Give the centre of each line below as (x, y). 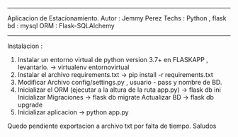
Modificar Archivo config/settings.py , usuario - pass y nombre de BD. (120, 82)
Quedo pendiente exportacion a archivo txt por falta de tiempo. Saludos (112, 126)
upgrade (30, 105)
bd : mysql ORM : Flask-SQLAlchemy (61, 26)
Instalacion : (25, 46)
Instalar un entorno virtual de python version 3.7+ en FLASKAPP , (113, 60)
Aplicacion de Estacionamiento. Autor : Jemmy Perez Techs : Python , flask (117, 18)
